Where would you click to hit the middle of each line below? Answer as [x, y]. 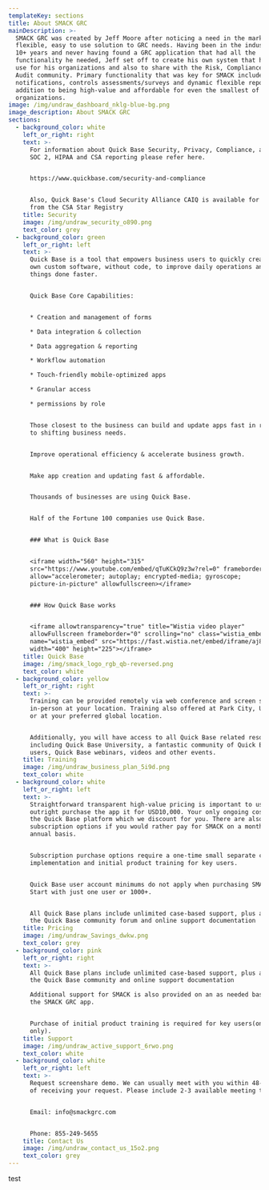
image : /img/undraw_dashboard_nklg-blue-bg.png [89, 105]
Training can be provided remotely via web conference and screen [143, 701]
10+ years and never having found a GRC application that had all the [136, 53]
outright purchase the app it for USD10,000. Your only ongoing [139, 812]
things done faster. [64, 274]
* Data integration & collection [85, 332]
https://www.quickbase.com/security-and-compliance [117, 178]
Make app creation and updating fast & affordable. [117, 476]
